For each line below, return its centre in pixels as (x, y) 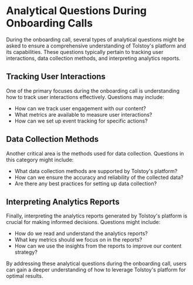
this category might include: (40, 160)
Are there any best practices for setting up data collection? (86, 184)
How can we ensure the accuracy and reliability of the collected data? (99, 177)
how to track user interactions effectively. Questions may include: (85, 97)
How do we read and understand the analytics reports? (81, 233)
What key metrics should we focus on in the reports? (78, 240)
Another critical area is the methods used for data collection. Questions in (95, 153)
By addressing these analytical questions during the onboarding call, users (96, 264)
